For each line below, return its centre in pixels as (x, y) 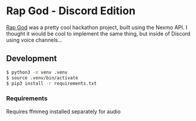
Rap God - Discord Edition (71, 11)
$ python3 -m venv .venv (37, 72)
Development (32, 58)
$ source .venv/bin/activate (42, 78)
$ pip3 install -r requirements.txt (51, 83)
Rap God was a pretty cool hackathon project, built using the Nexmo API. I (97, 27)
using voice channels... (34, 40)
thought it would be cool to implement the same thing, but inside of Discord (98, 33)
